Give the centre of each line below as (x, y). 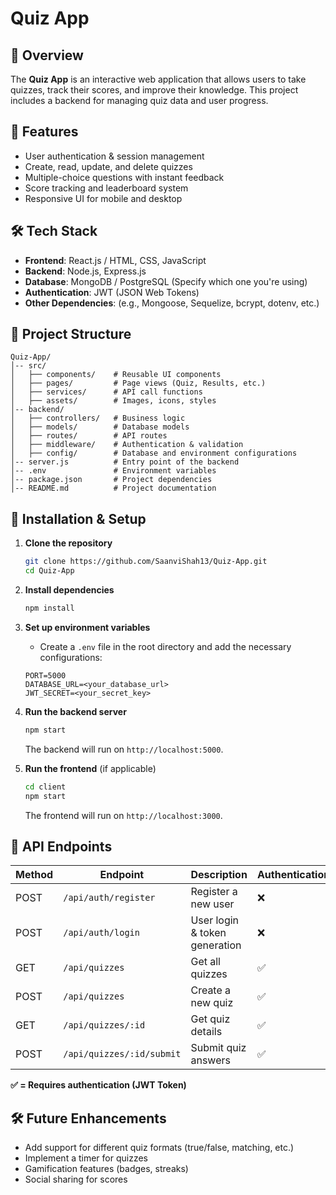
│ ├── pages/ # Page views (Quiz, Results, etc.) (138, 383)
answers (210, 1060)
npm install (49, 608)
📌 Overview (47, 55)
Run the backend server (75, 711)
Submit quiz (218, 1048)
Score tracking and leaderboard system (106, 188)
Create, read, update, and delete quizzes (108, 166)
